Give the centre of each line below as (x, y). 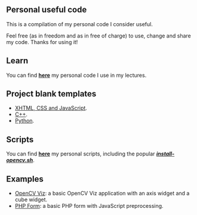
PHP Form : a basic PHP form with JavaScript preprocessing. (89, 206)
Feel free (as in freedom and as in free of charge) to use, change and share (98, 36)
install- (165, 154)
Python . (24, 121)
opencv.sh (20, 160)
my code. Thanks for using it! (42, 42)
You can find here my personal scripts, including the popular (81, 154)
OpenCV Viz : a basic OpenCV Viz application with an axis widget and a (102, 194)
